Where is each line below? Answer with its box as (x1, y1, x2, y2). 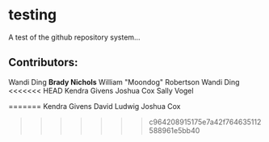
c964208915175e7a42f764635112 (149, 117, 262, 127)
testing (8, 6, 57, 24)
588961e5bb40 (149, 125, 200, 135)
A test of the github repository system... (8, 32, 141, 42)
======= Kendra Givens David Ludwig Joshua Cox (8, 101, 181, 111)
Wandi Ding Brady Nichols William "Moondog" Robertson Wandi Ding (8, 77, 240, 86)
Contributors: (8, 56, 78, 69)
